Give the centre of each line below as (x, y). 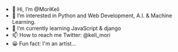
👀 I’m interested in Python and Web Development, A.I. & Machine (92, 16)
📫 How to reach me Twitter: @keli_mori (61, 35)
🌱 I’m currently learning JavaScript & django (66, 28)
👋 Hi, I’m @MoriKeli (36, 9)
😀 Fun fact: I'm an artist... (44, 44)
